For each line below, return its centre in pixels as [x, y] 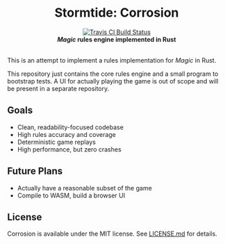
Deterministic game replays [56, 142]
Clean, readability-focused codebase [70, 127]
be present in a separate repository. [58, 88]
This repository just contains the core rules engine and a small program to [113, 74]
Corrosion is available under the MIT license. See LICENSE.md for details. [112, 234]
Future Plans [35, 171]
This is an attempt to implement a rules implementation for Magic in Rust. [112, 60]
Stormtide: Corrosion [117, 13]
